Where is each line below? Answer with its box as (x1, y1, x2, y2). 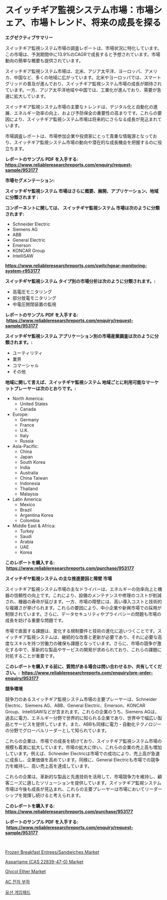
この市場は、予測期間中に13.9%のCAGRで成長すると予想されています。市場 (5, 51, 161, 57)
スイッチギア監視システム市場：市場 (5, 4, 154, 16)
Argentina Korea (19, 512, 53, 518)
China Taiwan (19, 475, 48, 481)
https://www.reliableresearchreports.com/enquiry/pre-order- (21, 669, 153, 675)
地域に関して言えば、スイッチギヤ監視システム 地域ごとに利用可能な (5, 379, 146, 385)
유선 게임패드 (5, 889, 31, 895)
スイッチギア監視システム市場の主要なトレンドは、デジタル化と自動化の (5, 103, 154, 110)
